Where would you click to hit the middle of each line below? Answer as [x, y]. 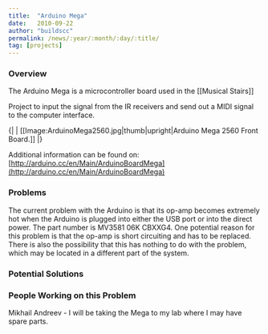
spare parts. [28, 321]
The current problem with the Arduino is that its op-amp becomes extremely [134, 210]
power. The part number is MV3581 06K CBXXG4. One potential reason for [132, 227]
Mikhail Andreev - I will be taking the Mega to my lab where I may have [125, 312]
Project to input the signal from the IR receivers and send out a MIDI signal [131, 107]
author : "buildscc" [41, 31]
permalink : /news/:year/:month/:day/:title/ [84, 38]
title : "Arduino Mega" [48, 16]
